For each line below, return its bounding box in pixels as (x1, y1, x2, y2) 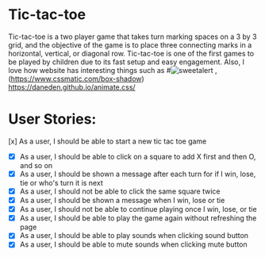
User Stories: (8, 110, 97, 128)
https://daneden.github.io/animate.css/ (8, 82, 136, 92)
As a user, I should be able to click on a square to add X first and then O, (19, 152, 256, 161)
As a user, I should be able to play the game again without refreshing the (19, 213, 257, 223)
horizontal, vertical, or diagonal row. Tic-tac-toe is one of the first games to (8, 48, 255, 58)
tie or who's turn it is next (19, 178, 103, 187)
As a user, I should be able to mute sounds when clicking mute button (19, 240, 248, 249)
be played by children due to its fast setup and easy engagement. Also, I (8, 57, 244, 67)
